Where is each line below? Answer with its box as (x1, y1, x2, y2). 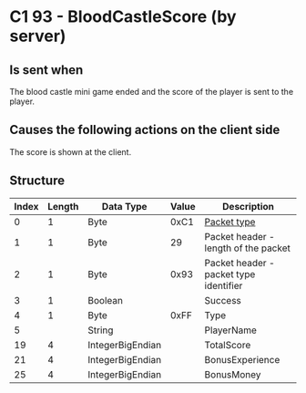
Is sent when (9, 62, 84, 78)
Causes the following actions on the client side (9, 122, 280, 138)
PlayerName (204, 324, 258, 336)
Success (204, 294, 241, 306)
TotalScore (204, 338, 251, 351)
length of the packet (204, 242, 291, 254)
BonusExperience (204, 353, 280, 366)
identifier (204, 279, 243, 292)
